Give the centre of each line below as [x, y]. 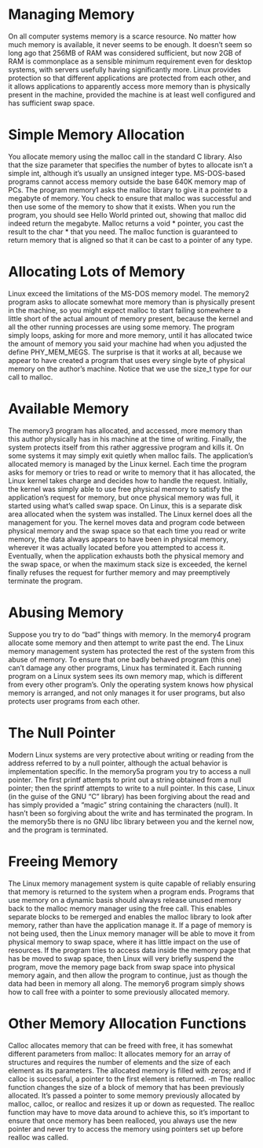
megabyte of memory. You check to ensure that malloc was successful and [130, 198]
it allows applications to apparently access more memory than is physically [129, 86]
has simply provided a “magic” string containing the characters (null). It [123, 805]
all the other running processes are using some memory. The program [122, 327]
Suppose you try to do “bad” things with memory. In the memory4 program [130, 634]
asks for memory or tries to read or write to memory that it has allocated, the [132, 472]
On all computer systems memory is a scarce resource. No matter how [122, 36]
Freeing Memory [63, 861]
